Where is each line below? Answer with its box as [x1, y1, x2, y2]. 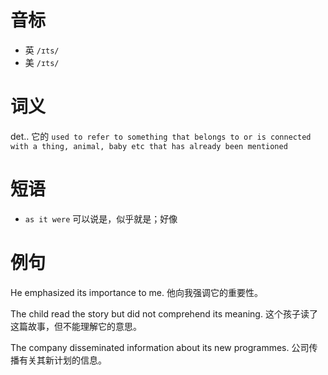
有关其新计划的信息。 [18, 354, 107, 366]
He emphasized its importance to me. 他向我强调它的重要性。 [10, 286, 263, 298]
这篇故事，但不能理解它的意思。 [10, 320, 142, 332]
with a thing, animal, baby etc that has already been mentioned [10, 141, 288, 151]
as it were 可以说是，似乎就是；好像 [24, 212, 178, 225]
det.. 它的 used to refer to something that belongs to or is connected [10, 130, 312, 142]
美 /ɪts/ [24, 56, 60, 68]
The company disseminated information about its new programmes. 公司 [10, 341, 310, 353]
